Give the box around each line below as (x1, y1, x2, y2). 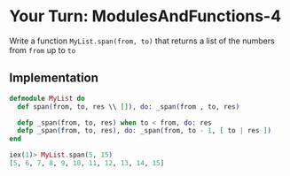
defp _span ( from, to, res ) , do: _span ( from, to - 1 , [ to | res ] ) (17, 126, 272, 135)
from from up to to (9, 44, 76, 55)
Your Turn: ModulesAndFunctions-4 (9, 6, 282, 27)
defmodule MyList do (9, 94, 86, 103)
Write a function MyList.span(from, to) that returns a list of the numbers (9, 35, 275, 46)
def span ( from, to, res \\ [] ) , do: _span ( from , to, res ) (17, 102, 240, 111)
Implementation (9, 71, 99, 86)
